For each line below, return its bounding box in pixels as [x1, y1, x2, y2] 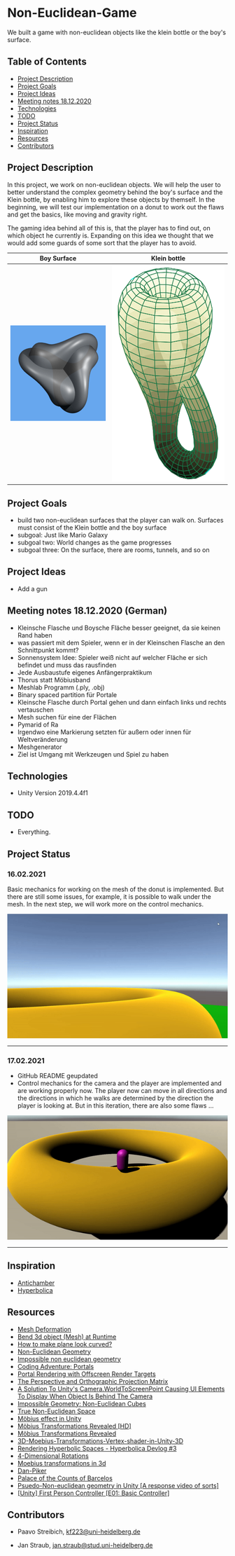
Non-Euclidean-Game [7, 5, 138, 21]
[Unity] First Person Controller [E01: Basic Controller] [17, 1489, 170, 1497]
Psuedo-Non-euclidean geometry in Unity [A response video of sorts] [17, 1481, 219, 1489]
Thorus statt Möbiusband [17, 675, 91, 684]
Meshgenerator [17, 743, 62, 751]
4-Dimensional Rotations [17, 1452, 89, 1460]
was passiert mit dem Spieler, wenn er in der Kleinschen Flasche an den [17, 638, 225, 647]
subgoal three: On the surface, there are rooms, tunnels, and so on [17, 545, 210, 554]
